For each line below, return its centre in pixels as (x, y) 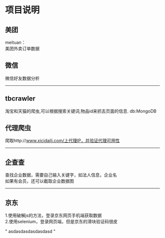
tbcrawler (20, 99)
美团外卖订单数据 (22, 49)
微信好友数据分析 (22, 78)
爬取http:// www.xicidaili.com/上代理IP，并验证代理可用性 (62, 141)
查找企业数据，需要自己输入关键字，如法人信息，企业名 (61, 175)
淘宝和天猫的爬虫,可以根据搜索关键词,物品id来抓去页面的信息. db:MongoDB (81, 111)
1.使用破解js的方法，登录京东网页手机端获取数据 (54, 215)
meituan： (15, 42)
